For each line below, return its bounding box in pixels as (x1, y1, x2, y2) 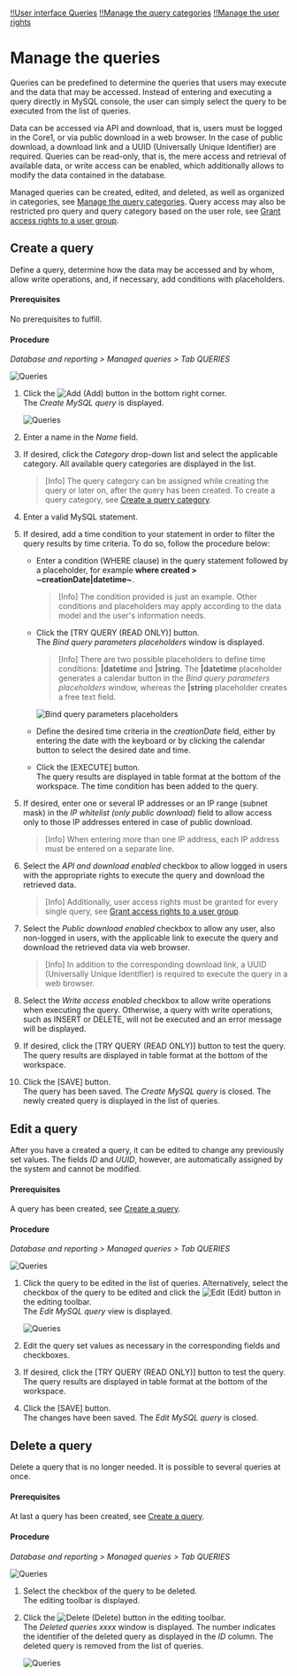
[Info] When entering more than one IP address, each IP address (44, 834, 280, 845)
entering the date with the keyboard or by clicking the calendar (35, 736, 266, 746)
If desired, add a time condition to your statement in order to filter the (22, 529, 275, 540)
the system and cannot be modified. (10, 1163, 142, 1173)
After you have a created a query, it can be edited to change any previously (10, 1144, 285, 1155)
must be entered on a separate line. (44, 844, 175, 854)
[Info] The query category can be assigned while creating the (44, 476, 269, 487)
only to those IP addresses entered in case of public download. (22, 817, 253, 828)
